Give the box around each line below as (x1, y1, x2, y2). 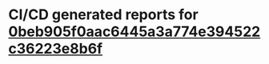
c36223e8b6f (8, 40, 102, 58)
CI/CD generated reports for (8, 6, 199, 24)
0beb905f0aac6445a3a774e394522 (8, 22, 261, 41)
